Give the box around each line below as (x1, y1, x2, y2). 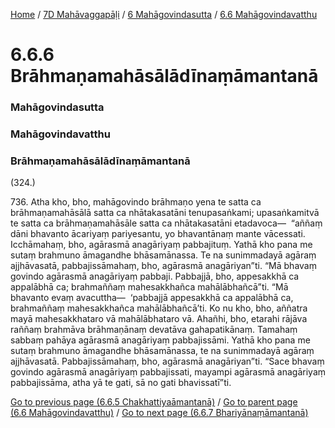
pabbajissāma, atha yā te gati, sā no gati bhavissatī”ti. (10, 377, 232, 389)
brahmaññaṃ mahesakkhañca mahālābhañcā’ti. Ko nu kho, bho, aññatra (10, 302, 308, 314)
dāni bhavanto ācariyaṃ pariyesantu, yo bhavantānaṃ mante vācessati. (10, 228, 306, 240)
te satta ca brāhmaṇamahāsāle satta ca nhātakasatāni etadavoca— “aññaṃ (10, 217, 323, 229)
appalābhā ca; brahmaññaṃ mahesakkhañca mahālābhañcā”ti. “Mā (10, 281, 289, 293)
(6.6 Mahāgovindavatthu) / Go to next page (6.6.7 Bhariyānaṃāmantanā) (10, 407, 309, 419)
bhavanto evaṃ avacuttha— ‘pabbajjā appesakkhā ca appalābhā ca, (10, 292, 294, 304)
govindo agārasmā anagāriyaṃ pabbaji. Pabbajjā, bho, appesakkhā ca (10, 270, 300, 283)
